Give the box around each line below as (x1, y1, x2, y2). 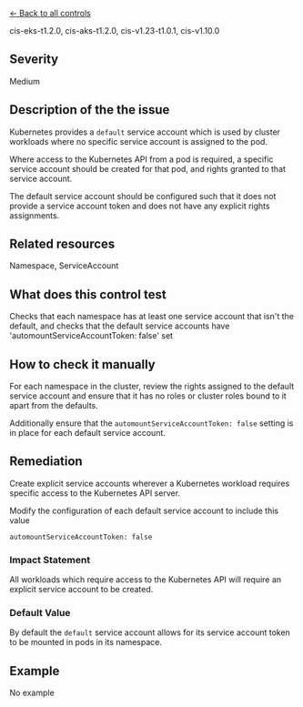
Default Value (9, 607, 71, 620)
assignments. (9, 209, 60, 221)
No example (9, 687, 55, 699)
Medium (9, 76, 41, 86)
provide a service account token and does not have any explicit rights (9, 200, 270, 211)
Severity (9, 52, 59, 67)
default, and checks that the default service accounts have (9, 320, 230, 331)
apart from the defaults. (9, 400, 98, 411)
